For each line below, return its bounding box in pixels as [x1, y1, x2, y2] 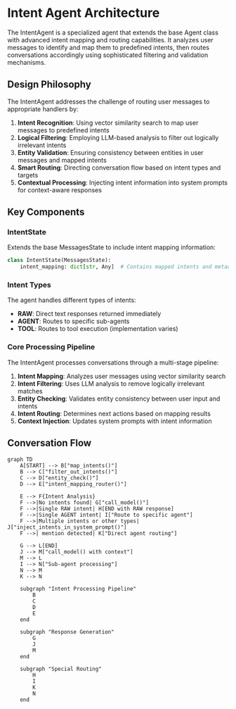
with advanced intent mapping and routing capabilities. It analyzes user [7, 35, 214, 44]
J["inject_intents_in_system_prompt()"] [7, 523, 128, 531]
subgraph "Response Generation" [20, 628, 114, 635]
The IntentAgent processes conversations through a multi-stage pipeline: [7, 358, 219, 367]
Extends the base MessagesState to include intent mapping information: [7, 243, 216, 251]
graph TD [7, 456, 33, 463]
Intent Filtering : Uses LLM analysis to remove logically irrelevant [17, 379, 205, 388]
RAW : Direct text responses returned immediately [17, 310, 162, 318]
